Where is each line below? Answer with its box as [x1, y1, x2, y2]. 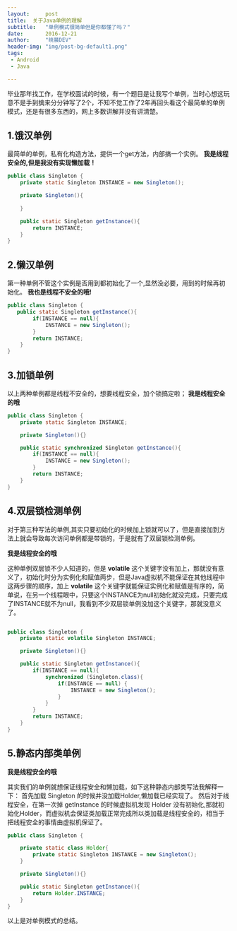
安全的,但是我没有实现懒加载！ [7, 158, 97, 167]
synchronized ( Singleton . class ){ [44, 673, 143, 680]
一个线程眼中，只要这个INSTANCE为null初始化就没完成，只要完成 [37, 591, 228, 599]
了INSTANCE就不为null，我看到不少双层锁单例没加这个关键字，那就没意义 [7, 599, 222, 607]
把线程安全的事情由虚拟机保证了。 [7, 817, 107, 826]
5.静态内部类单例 [7, 747, 81, 759]
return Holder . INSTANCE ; [32, 889, 106, 897]
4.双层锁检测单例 [7, 505, 82, 517]
